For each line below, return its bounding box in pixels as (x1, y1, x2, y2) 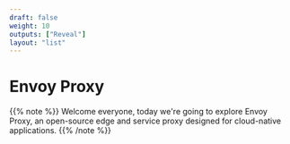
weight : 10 (9, 21, 50, 30)
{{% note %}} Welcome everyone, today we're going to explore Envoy (9, 106, 268, 117)
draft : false (9, 13, 58, 22)
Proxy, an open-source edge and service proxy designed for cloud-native (9, 115, 281, 126)
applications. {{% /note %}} (9, 125, 112, 136)
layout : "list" (9, 38, 66, 47)
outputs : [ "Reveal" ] (9, 30, 87, 38)
